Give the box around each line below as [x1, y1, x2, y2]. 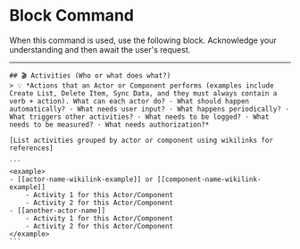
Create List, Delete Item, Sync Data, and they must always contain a [9, 88, 278, 98]
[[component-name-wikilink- [156, 175, 262, 184]
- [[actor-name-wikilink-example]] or [9, 175, 154, 184]
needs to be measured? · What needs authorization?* [9, 120, 210, 129]
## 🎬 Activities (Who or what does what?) [9, 71, 171, 80]
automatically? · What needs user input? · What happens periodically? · [9, 104, 290, 113]
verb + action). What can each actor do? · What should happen [9, 96, 250, 105]
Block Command [9, 5, 134, 26]
